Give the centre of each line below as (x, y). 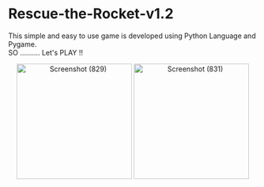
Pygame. (23, 44)
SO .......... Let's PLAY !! (46, 52)
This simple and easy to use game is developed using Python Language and (132, 36)
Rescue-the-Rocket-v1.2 (91, 14)
